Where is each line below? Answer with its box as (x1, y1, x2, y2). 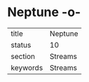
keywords (11, 62, 43, 72)
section (11, 51, 36, 61)
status (11, 40, 32, 50)
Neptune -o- (7, 4, 81, 20)
